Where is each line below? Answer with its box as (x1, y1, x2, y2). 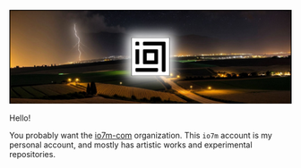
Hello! (9, 113, 31, 123)
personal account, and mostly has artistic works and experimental (9, 139, 253, 150)
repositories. (9, 148, 56, 159)
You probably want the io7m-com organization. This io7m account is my (9, 130, 273, 140)
